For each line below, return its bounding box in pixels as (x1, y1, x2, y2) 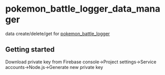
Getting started (5, 45, 55, 54)
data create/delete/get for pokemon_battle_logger (5, 30, 111, 36)
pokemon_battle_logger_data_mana (5, 3, 160, 15)
